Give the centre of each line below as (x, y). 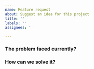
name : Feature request (28, 9)
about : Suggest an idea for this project (47, 14)
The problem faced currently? (41, 49)
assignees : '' (19, 28)
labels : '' (16, 23)
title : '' (15, 18)
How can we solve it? (30, 62)
